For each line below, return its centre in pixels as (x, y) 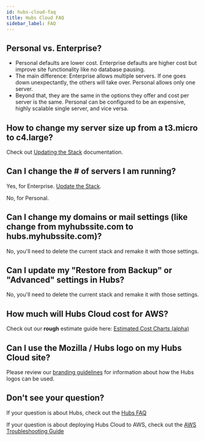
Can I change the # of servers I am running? (91, 171)
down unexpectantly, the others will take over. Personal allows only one (105, 83)
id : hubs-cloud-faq (31, 12)
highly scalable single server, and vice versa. (72, 108)
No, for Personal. (28, 198)
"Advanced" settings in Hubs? (65, 280)
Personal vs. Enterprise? (54, 48)
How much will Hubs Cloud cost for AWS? (88, 314)
